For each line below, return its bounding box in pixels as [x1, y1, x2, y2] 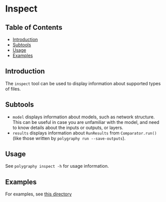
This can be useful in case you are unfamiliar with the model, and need [12, 119, 159, 125]
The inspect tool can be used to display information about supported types [5, 80, 161, 86]
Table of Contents [5, 23, 63, 32]
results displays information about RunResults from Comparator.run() [12, 129, 157, 136]
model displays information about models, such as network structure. [12, 114, 155, 120]
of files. [5, 86, 21, 92]
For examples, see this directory [5, 191, 72, 197]
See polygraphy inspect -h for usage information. [5, 163, 109, 169]
